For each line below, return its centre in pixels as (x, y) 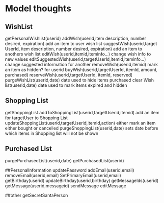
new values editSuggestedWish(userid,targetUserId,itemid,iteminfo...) (76, 59)
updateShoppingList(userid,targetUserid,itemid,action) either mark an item (80, 123)
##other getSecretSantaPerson (37, 195)
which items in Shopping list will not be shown (52, 133)
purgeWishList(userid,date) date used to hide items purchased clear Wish (80, 80)
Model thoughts (38, 9)
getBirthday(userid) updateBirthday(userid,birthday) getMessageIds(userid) (82, 180)
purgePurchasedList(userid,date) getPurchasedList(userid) (65, 160)
